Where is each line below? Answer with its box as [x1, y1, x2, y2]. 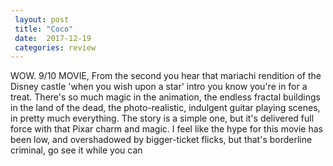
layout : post [14, 14, 70, 25]
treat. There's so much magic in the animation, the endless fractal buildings [10, 91, 321, 103]
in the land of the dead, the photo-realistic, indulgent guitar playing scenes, [10, 102, 321, 114]
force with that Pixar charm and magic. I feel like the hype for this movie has [10, 123, 323, 135]
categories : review [14, 42, 97, 53]
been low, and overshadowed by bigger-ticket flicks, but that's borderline [10, 134, 313, 146]
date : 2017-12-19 [14, 33, 92, 43]
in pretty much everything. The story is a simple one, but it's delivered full [10, 112, 315, 125]
